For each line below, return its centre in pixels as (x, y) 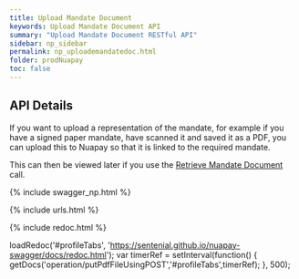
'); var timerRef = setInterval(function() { (182, 254)
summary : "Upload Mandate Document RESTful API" (103, 35)
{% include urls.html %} (54, 210)
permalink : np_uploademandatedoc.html (83, 52)
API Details (41, 106)
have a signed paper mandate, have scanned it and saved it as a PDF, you (148, 137)
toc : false (30, 69)
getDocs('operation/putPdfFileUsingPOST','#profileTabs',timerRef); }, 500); (150, 264)
